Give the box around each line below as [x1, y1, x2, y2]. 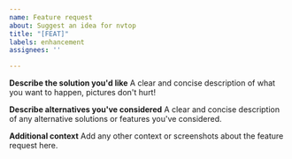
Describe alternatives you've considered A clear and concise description [9, 104, 280, 115]
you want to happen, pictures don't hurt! [9, 87, 157, 98]
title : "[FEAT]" [9, 29, 69, 38]
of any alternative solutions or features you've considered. [9, 114, 223, 125]
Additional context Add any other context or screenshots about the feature [9, 131, 284, 141]
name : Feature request [9, 12, 93, 22]
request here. [9, 140, 58, 151]
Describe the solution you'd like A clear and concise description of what [9, 78, 276, 88]
